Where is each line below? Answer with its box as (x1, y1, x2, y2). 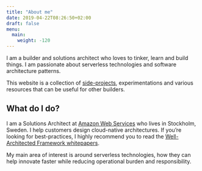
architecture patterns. (6, 67, 61, 74)
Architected (6, 139, 36, 146)
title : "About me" (6, 9, 53, 15)
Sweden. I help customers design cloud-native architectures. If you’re (6, 126, 182, 134)
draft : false (6, 20, 40, 26)
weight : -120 (17, 37, 51, 44)
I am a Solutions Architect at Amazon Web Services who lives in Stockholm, (6, 120, 197, 127)
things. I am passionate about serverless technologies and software (6, 61, 177, 68)
